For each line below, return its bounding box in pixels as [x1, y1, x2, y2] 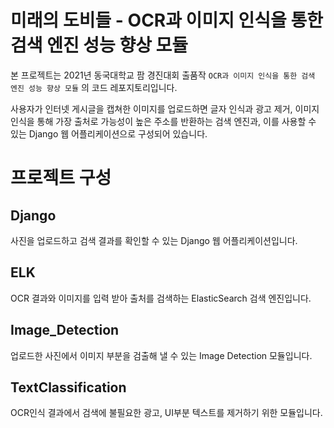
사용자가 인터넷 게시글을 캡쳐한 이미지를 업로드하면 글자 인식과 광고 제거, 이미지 [10, 102, 320, 115]
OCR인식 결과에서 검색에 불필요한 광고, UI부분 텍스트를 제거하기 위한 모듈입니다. [10, 407, 323, 419]
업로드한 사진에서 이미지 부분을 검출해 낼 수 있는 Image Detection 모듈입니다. [10, 349, 313, 361]
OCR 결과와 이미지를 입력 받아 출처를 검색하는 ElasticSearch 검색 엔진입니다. [10, 292, 312, 304]
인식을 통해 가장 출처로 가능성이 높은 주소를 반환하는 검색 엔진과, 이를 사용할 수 [10, 115, 317, 127]
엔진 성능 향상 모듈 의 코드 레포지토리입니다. [10, 81, 178, 93]
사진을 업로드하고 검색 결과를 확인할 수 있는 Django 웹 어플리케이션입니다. [10, 234, 298, 246]
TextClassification [10, 379, 127, 396]
